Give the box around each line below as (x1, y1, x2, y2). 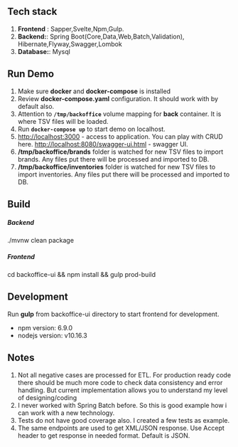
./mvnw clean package (7, 236, 75, 244)
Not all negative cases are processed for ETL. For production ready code (17, 370, 232, 379)
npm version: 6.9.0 (17, 323, 73, 332)
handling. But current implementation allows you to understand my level (17, 386, 228, 394)
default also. (17, 102, 55, 110)
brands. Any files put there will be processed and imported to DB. (17, 154, 210, 163)
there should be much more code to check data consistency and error (17, 378, 223, 386)
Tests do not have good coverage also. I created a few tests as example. (17, 416, 229, 424)
